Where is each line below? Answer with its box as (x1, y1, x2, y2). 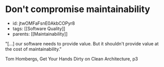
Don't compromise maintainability (5, 4, 150, 15)
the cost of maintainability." (5, 46, 62, 52)
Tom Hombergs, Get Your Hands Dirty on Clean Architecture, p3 (5, 55, 138, 61)
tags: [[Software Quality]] (12, 25, 65, 31)
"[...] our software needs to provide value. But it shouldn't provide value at (5, 40, 159, 46)
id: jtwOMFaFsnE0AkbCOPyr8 (12, 20, 75, 26)
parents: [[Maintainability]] (12, 31, 68, 37)
